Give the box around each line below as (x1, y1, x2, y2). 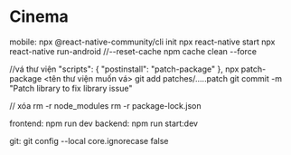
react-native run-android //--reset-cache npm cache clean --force (9, 45, 258, 56)
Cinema (9, 6, 70, 27)
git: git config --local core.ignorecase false (9, 135, 169, 146)
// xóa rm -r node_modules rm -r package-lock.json (9, 100, 202, 111)
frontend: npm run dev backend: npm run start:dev (9, 118, 199, 129)
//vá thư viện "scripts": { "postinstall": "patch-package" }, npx (9, 63, 239, 74)
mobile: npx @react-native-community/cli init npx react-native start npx (9, 36, 276, 47)
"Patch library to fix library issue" (9, 82, 133, 93)
